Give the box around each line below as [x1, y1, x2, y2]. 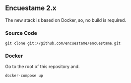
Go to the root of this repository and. [5, 64, 80, 70]
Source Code [5, 29, 37, 36]
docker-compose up [5, 73, 43, 79]
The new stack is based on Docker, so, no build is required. [5, 17, 127, 23]
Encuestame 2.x [5, 4, 57, 12]
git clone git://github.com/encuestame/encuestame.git [5, 41, 121, 46]
